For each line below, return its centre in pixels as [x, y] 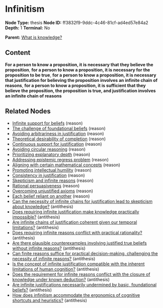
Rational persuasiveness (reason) [46, 185]
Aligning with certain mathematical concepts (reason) [66, 165]
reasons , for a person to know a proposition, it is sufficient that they [75, 85]
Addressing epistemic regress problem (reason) [60, 159]
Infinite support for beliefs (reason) [47, 123]
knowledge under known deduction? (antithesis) [61, 279]
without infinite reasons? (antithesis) [49, 248]
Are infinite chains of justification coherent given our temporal [74, 222]
